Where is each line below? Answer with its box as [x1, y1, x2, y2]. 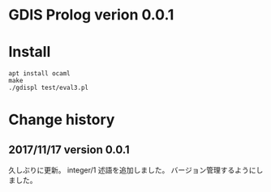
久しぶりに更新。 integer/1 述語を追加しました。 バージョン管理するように [8, 165, 257, 175]
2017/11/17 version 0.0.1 [8, 143, 130, 156]
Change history [8, 111, 115, 129]
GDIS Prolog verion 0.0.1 [8, 6, 174, 24]
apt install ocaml [8, 70, 71, 78]
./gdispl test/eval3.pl [8, 83, 89, 92]
